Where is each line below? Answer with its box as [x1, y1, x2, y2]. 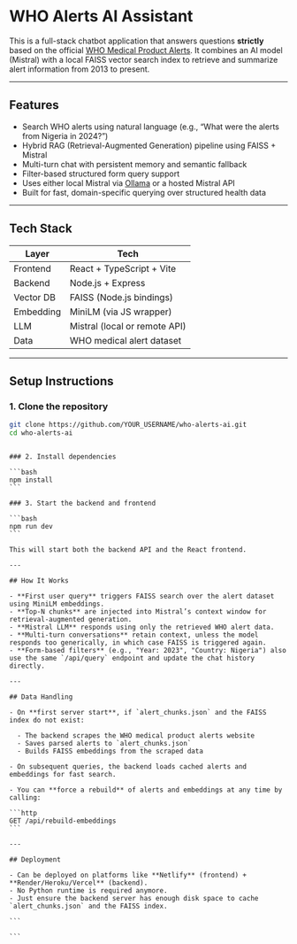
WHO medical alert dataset [69, 334, 182, 346]
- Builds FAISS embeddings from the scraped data [17, 747, 203, 755]
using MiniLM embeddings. [9, 600, 104, 608]
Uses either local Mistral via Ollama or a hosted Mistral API [21, 177, 236, 188]
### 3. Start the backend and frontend [9, 499, 156, 507]
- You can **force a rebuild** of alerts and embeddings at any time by [9, 785, 283, 794]
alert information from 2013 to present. [9, 64, 150, 74]
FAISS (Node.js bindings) [69, 290, 174, 303]
